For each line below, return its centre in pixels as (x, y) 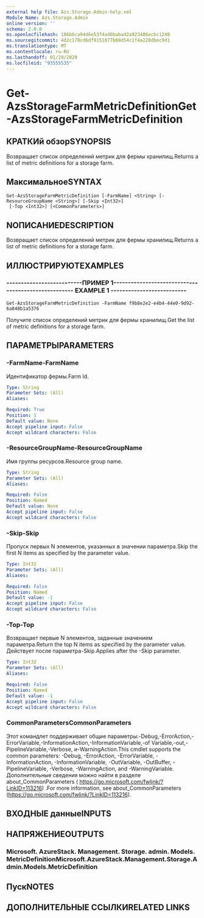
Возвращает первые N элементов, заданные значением (79, 638)
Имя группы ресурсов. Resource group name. (65, 461)
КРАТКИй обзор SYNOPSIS (59, 142)
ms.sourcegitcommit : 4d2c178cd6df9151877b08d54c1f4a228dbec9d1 (88, 40)
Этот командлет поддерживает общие (56, 736)
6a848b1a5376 (23, 309)
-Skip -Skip (23, 533)
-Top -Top (20, 625)
